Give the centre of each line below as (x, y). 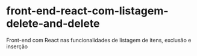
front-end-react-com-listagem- (87, 11)
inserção (17, 46)
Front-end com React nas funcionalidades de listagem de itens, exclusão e (99, 40)
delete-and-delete (53, 24)
